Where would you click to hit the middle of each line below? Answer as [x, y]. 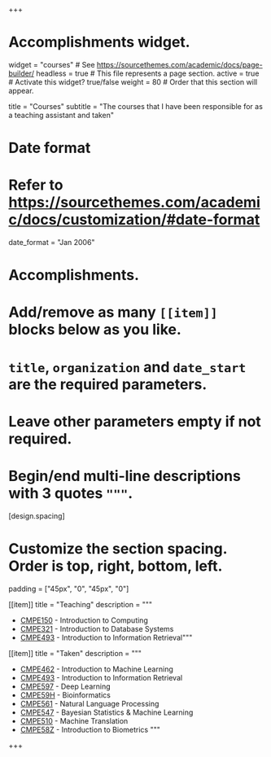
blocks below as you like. [95, 330]
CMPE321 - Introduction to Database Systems [97, 628]
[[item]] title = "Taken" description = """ [75, 653]
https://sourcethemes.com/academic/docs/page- [179, 64]
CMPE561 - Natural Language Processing [90, 703]
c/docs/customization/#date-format [134, 220]
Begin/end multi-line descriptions [125, 476]
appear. [21, 90]
